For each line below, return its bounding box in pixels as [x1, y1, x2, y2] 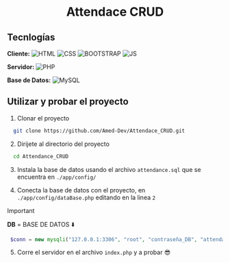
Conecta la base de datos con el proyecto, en [16, 186, 146, 194]
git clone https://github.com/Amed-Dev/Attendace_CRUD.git [13, 127, 186, 134]
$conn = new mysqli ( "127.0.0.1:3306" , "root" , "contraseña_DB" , [10, 236, 198, 243]
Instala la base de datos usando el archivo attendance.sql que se [16, 165, 201, 173]
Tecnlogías [7, 32, 55, 43]
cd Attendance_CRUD [13, 153, 69, 160]
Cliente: [7, 49, 31, 58]
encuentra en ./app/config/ [16, 173, 97, 181]
